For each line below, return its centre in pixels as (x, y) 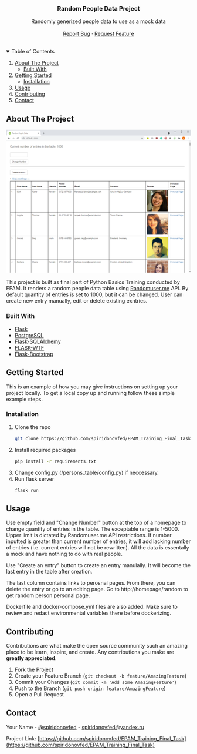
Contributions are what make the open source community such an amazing (97, 646)
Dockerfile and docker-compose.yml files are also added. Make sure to (92, 607)
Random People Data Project (98, 8)
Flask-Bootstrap (34, 354)
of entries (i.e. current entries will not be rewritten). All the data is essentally (98, 548)
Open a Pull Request (39, 695)
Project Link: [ (23, 738)
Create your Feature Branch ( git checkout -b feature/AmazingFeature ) (101, 676)
